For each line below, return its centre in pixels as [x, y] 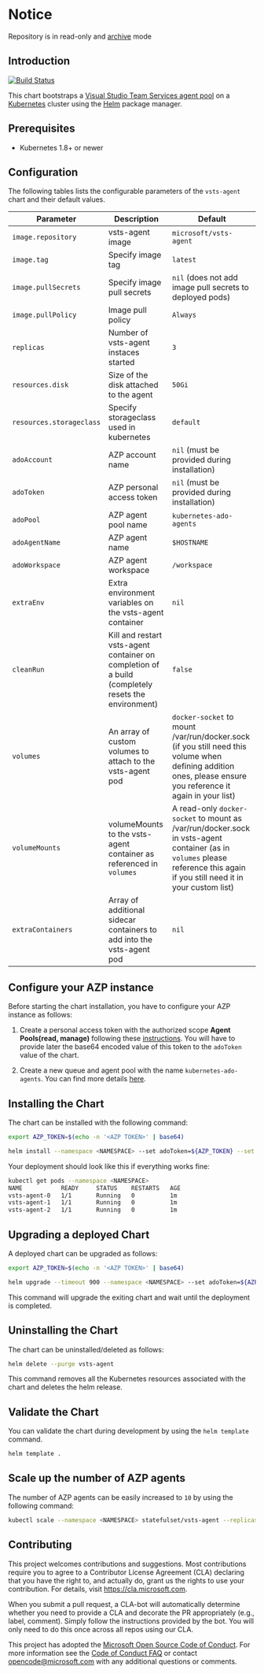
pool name [128, 525]
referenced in [134, 864]
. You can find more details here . [93, 1079]
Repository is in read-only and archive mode [80, 36]
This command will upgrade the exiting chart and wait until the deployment [129, 1297]
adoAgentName [37, 543]
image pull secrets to [210, 288]
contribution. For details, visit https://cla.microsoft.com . [98, 1589]
